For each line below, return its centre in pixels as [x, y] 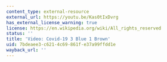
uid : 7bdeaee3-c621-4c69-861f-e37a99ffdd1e [61, 45]
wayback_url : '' [26, 50]
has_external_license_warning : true [52, 22]
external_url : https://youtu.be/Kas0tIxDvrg [62, 17]
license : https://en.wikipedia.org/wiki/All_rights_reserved [84, 28]
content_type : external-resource [48, 12]
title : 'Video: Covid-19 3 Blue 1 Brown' [58, 39]
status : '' [20, 34]
